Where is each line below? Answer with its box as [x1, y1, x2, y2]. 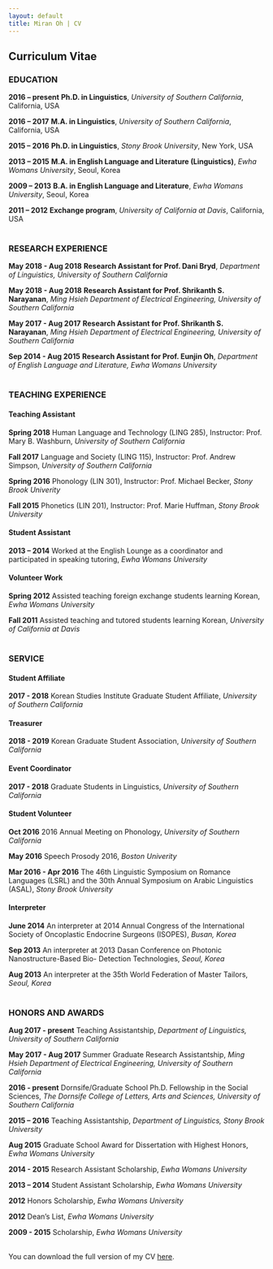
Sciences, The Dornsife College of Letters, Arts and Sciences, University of [8, 1091, 261, 1101]
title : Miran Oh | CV [8, 19, 82, 28]
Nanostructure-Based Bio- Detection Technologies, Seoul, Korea [8, 953, 225, 963]
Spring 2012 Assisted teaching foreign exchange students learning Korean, [8, 591, 260, 601]
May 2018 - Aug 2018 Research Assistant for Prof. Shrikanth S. [8, 286, 225, 296]
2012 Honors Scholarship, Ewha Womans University [8, 1196, 184, 1206]
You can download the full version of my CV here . [8, 1252, 175, 1262]
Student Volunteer [8, 809, 72, 818]
